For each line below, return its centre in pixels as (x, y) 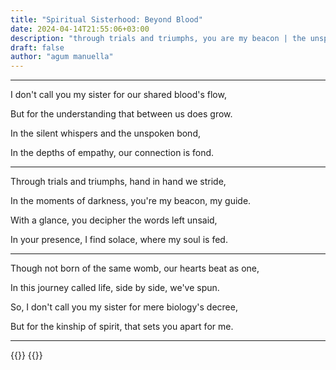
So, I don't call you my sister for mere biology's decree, (124, 307)
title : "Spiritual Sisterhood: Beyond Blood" (106, 19)
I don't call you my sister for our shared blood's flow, (118, 95)
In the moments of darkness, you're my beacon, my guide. (131, 201)
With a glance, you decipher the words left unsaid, (114, 220)
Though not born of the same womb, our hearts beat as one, (135, 268)
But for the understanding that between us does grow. (121, 114)
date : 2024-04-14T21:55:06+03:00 (80, 29)
